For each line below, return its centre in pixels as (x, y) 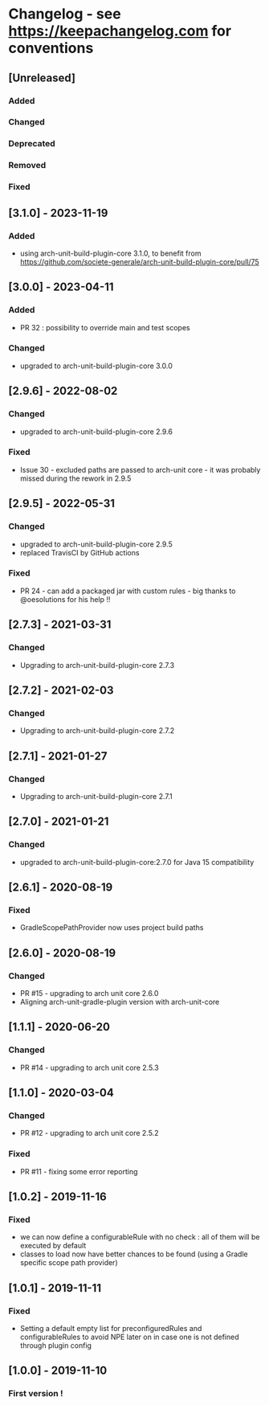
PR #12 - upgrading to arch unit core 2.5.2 (89, 1133)
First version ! (36, 1394)
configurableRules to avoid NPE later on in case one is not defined (129, 1337)
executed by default (53, 1246)
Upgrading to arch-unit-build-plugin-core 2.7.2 (97, 731)
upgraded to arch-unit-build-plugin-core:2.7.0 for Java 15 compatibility (137, 862)
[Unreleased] (42, 78)
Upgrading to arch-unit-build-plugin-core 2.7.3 (97, 665)
